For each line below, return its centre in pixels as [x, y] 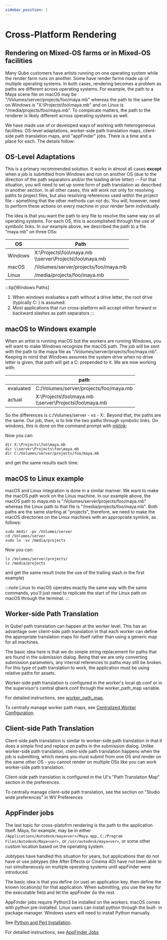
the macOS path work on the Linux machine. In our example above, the [78, 496]
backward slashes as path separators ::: [53, 313]
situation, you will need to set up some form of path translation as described [83, 185]
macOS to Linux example [44, 479]
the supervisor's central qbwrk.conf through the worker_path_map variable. [83, 688]
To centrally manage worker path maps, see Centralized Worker [71, 707]
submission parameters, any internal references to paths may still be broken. [84, 662]
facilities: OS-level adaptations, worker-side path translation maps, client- [81, 130]
